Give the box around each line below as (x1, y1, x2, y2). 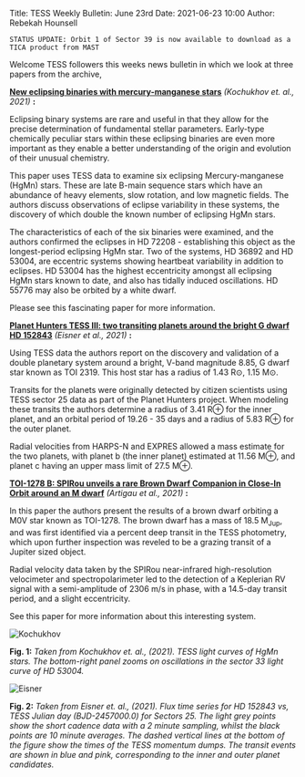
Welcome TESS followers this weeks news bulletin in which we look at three (9, 59, 294, 69)
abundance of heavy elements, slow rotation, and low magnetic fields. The (9, 190, 290, 200)
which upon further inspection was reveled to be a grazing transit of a (9, 536, 271, 547)
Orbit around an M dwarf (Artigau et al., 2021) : (9, 488, 188, 498)
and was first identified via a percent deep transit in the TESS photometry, (9, 526, 287, 537)
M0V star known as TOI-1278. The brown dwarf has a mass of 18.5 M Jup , (9, 515, 283, 528)
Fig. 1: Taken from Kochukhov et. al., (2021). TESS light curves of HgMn (9, 646, 280, 657)
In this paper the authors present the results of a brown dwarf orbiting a (9, 505, 280, 516)
